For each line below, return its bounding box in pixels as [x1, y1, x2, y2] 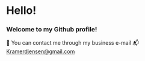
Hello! [6, 4, 37, 18]
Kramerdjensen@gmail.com [6, 48, 75, 55]
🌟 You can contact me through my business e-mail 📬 [6, 39, 140, 47]
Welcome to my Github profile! [6, 25, 97, 34]
